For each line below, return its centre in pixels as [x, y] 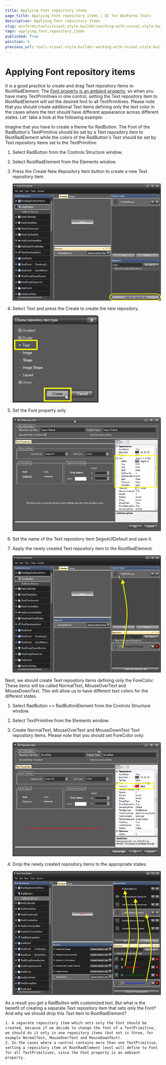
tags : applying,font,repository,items [45, 31]
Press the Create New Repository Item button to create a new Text [80, 171]
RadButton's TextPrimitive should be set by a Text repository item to [74, 132]
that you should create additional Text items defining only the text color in [80, 107]
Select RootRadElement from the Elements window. [64, 162]
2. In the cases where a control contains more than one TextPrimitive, [82, 1043]
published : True [22, 37]
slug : [11, 26]
